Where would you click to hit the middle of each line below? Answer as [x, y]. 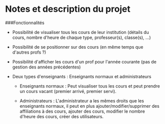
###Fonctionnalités [25, 23]
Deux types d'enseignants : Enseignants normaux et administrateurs [82, 76]
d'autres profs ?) [29, 52]
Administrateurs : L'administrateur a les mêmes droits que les [82, 101]
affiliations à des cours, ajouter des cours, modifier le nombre [82, 111]
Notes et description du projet [68, 9]
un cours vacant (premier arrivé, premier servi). [68, 91]
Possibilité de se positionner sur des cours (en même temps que [78, 47]
